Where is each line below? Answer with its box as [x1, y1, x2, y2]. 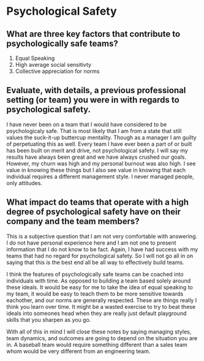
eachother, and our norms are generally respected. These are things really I [6, 296, 197, 304]
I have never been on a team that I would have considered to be [6, 121, 167, 128]
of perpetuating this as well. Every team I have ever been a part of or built [6, 140, 192, 148]
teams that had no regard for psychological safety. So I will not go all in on [6, 252, 194, 259]
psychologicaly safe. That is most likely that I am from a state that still [6, 127, 182, 134]
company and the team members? [6, 216, 140, 227]
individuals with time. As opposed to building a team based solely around [6, 277, 191, 284]
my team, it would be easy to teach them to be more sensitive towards [6, 290, 184, 297]
